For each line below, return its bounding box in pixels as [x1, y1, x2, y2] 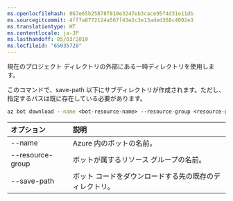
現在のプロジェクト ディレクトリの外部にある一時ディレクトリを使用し [7, 62, 209, 70]
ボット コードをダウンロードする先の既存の [72, 171, 214, 181]
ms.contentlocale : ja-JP [7, 29, 79, 37]
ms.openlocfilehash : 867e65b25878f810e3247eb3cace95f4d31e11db [7, 10, 194, 17]
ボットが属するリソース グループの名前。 [72, 155, 206, 164]
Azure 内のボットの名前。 [72, 138, 157, 148]
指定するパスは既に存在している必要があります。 [7, 94, 147, 103]
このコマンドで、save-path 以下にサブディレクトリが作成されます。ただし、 [7, 86, 225, 94]
